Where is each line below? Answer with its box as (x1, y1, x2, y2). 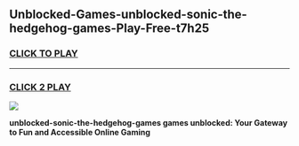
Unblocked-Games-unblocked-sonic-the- (9, 7, 247, 22)
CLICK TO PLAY (9, 48, 78, 60)
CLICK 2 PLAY (9, 81, 71, 93)
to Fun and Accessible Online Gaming (9, 127, 151, 137)
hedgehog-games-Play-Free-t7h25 (9, 21, 210, 36)
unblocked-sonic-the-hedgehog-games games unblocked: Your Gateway (9, 117, 287, 127)
